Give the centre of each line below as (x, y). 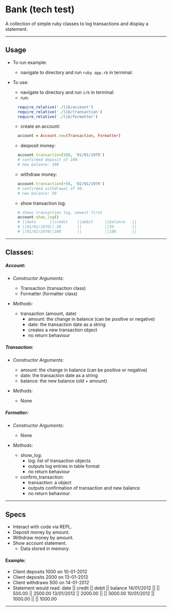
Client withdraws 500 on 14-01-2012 (51, 583)
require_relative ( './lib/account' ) (56, 107)
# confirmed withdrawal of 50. (51, 188)
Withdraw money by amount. (43, 538)
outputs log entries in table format (64, 466)
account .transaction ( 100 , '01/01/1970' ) (61, 155)
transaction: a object (50, 483)
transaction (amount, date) (48, 313)
